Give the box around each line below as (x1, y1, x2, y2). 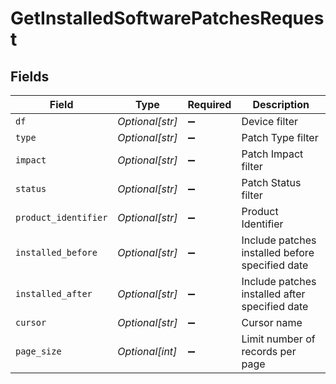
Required (187, 98, 232, 111)
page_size (15, 346, 62, 357)
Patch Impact (241, 147, 304, 161)
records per (241, 345, 297, 358)
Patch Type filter (241, 131, 319, 144)
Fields (10, 68, 50, 85)
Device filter (241, 115, 298, 128)
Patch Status (241, 176, 302, 189)
